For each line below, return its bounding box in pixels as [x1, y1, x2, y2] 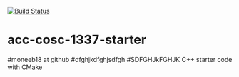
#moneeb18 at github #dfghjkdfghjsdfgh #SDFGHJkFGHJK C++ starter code [7, 55, 233, 63]
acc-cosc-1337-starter [7, 32, 147, 48]
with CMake [7, 63, 43, 71]
